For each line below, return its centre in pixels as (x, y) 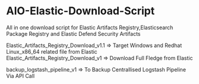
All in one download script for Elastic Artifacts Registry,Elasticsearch (90, 27)
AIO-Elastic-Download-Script (80, 11)
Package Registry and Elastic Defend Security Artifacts (73, 33)
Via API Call (20, 76)
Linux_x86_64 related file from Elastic (52, 51)
